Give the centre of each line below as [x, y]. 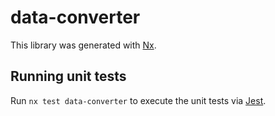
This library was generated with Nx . [83, 45]
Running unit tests [68, 76]
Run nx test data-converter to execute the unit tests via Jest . [138, 100]
